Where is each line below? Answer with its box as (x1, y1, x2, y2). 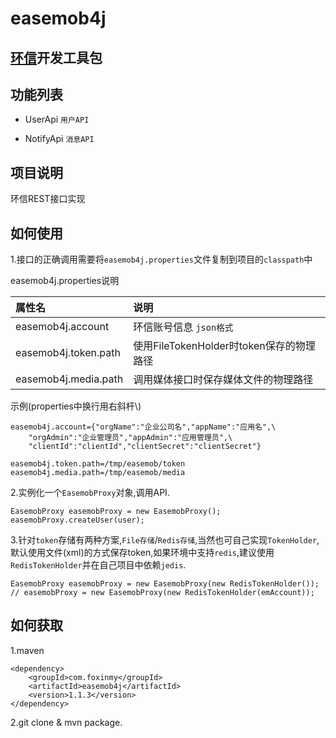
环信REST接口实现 (10, 193, 86, 205)
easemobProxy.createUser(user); (10, 515, 145, 526)
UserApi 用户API (24, 113, 90, 126)
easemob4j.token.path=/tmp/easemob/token (10, 459, 186, 469)
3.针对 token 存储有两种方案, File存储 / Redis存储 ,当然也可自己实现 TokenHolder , (10, 534, 320, 546)
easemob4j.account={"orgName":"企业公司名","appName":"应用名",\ (10, 422, 277, 432)
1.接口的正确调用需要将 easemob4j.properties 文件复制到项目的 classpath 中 (10, 253, 313, 266)
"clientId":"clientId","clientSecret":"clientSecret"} (28, 442, 262, 452)
